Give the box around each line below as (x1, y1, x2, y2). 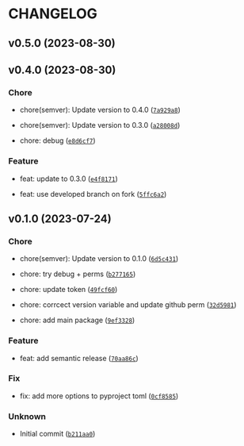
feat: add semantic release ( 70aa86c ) (19, 353, 139, 363)
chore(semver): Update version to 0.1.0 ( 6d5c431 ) (19, 254, 179, 263)
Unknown (8, 410, 46, 421)
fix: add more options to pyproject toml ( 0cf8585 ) (19, 390, 179, 401)
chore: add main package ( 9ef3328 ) (19, 315, 135, 325)
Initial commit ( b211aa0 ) (19, 429, 96, 439)
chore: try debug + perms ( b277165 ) (19, 269, 136, 279)
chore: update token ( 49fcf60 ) (19, 285, 118, 294)
